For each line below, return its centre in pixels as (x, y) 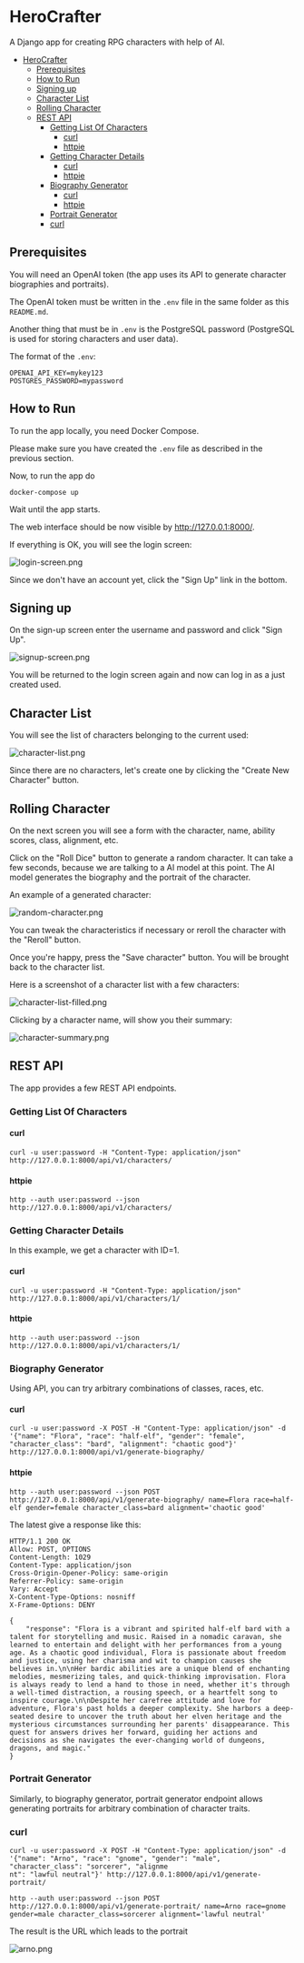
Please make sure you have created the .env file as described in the (136, 448)
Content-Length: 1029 (50, 1557)
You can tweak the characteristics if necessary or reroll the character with (148, 930)
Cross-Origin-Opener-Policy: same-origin (89, 1573)
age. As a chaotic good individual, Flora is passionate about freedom (147, 1653)
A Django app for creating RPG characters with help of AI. (117, 42)
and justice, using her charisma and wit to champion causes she (135, 1661)
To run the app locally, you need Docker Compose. (104, 430)
